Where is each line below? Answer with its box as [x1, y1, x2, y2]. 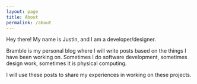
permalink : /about [6, 20, 52, 25]
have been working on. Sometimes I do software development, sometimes [6, 54, 188, 61]
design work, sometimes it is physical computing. [6, 60, 127, 67]
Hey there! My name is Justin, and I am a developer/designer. [6, 36, 156, 43]
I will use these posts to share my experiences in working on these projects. [6, 72, 192, 79]
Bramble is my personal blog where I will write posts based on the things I [6, 47, 186, 54]
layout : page [6, 8, 39, 15]
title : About [6, 14, 39, 20]
